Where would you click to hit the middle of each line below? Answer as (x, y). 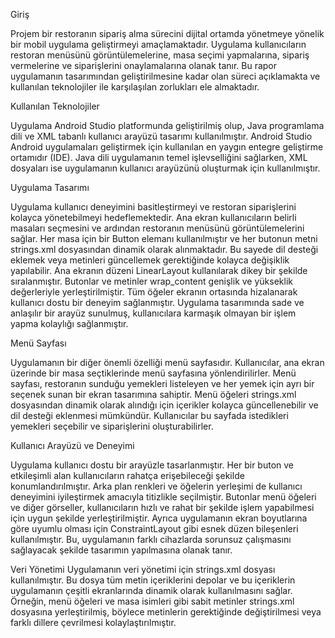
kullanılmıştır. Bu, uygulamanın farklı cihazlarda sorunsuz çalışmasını (151, 539)
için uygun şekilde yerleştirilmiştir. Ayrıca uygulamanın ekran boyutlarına (159, 518)
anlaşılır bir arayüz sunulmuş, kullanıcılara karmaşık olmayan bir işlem (153, 313)
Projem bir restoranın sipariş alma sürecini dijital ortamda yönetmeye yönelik (167, 33)
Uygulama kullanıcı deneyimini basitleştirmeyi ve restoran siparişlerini (153, 207)
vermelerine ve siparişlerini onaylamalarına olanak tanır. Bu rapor (144, 65)
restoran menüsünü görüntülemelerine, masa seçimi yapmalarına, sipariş (160, 55)
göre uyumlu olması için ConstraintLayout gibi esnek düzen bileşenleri (154, 528)
